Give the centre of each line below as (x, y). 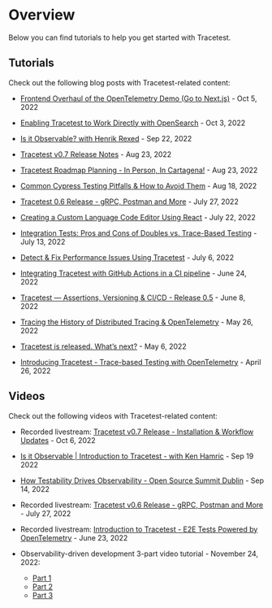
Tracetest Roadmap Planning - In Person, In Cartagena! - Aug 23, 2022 (139, 170)
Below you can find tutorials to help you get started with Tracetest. (120, 37)
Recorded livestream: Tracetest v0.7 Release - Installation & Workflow (137, 432)
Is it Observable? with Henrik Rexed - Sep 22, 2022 (106, 138)
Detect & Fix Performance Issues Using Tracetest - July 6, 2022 (127, 257)
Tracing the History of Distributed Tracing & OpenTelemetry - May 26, (136, 322)
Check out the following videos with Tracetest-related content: (113, 415)
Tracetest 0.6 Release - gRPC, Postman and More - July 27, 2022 (130, 202)
